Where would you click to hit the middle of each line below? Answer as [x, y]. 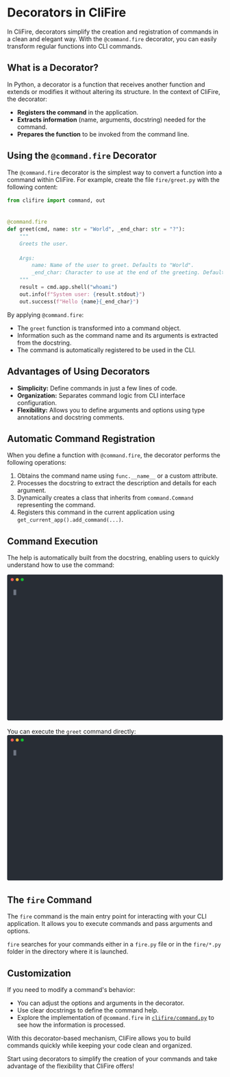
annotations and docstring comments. [71, 417]
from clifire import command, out [56, 200]
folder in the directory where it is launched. [68, 951]
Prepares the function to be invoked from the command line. [103, 134]
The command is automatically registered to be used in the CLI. [106, 350]
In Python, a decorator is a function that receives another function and [106, 84]
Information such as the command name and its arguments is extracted [117, 335]
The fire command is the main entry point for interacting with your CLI [107, 916]
